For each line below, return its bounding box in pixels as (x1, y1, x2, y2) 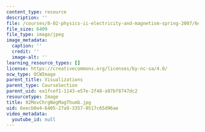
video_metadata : (6, 111, 48, 117)
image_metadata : (6, 37, 48, 43)
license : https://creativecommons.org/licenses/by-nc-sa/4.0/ (6, 65, 168, 72)
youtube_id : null (12, 116, 56, 122)
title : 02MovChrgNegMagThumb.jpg (6, 99, 92, 105)
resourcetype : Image (6, 94, 59, 100)
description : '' (6, 15, 48, 21)
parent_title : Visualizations (6, 77, 84, 83)
